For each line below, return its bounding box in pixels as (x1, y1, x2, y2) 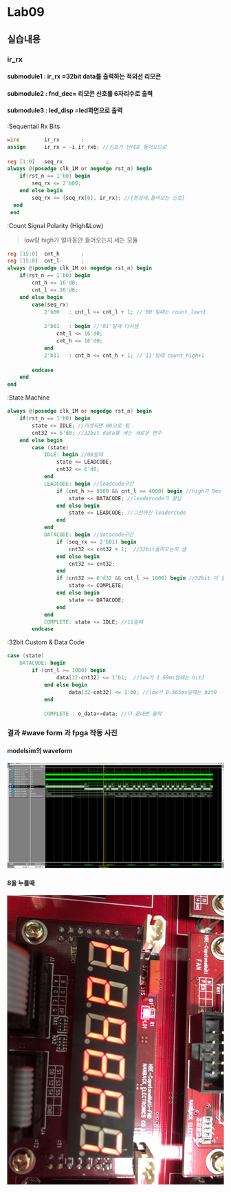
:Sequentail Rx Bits (7, 122, 60, 130)
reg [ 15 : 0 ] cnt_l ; (7, 258, 85, 265)
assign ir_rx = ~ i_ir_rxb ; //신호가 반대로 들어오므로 (7, 143, 167, 150)
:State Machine (7, 393, 50, 402)
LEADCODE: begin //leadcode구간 (43, 480, 134, 487)
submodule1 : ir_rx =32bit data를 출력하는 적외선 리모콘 (7, 72, 162, 81)
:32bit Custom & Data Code (7, 638, 85, 646)
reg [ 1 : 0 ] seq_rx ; (7, 158, 109, 165)
